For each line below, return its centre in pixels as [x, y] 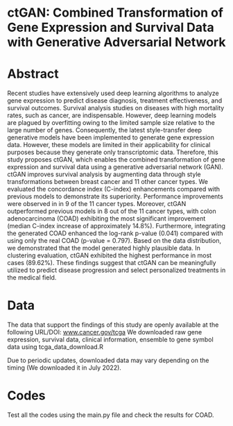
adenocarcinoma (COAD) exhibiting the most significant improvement [106, 219]
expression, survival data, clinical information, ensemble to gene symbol [110, 340]
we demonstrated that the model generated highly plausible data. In [104, 248]
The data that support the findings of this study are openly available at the [113, 325]
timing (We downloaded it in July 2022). [64, 368]
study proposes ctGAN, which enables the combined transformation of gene [116, 160]
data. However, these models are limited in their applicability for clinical [109, 145]
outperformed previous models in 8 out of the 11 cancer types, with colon [112, 211]
